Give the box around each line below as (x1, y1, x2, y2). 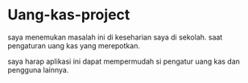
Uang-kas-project (7, 6, 130, 24)
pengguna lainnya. (7, 64, 69, 74)
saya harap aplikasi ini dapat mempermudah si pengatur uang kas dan (7, 56, 241, 66)
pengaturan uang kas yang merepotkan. (7, 40, 140, 50)
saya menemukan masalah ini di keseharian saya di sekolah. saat (7, 32, 223, 42)
